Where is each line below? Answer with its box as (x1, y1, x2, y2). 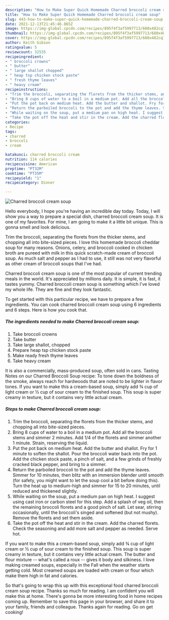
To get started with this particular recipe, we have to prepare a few (5, 296, 143, 302)
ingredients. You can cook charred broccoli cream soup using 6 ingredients (5, 301, 161, 307)
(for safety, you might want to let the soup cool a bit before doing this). (12, 478, 159, 484)
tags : (5, 129, 17, 134)
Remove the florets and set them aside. (12, 515, 94, 521)
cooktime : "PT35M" (5, 171, 44, 176)
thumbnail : (5, 31, 28, 36)
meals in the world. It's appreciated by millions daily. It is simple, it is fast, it (5, 276, 161, 282)
